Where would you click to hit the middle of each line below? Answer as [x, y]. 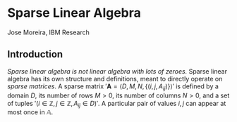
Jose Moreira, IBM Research [48, 32]
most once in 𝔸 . [30, 112]
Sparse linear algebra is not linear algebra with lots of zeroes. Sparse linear [117, 71]
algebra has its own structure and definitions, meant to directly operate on [115, 79]
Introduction [35, 54]
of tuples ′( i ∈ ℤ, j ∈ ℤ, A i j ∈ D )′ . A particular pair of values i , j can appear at [117, 104]
